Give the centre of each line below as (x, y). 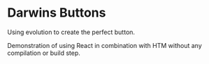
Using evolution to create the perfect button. (71, 32)
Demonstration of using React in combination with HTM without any (105, 45)
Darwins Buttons (57, 13)
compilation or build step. (44, 53)
